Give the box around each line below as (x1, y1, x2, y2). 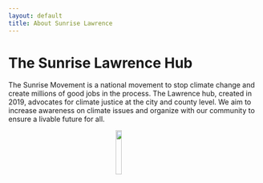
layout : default (8, 11, 63, 20)
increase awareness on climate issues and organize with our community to (8, 106, 255, 116)
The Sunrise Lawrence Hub (8, 54, 193, 72)
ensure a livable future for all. (8, 114, 106, 124)
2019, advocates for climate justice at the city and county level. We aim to (8, 97, 252, 107)
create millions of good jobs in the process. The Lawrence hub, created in (8, 89, 253, 99)
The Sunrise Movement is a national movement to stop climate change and (8, 80, 255, 90)
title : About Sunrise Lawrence (8, 19, 113, 27)
